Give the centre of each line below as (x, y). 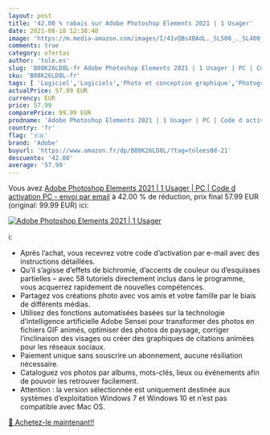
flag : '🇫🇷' (28, 135)
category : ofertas (39, 53)
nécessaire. (39, 364)
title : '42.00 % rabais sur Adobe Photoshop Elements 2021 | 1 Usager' (131, 23)
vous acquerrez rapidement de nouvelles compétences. (112, 287)
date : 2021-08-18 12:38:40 (53, 31)
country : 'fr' (32, 128)
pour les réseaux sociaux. (63, 347)
